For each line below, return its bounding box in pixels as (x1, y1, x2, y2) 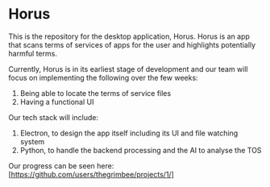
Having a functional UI (19, 97, 94, 106)
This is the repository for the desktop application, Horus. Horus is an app (8, 31, 250, 41)
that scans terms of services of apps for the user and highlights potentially (8, 39, 256, 49)
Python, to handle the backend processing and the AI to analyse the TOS (19, 145, 262, 155)
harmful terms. (8, 48, 58, 58)
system (19, 136, 45, 146)
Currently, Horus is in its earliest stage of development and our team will (8, 64, 248, 73)
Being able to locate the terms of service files (19, 88, 172, 98)
